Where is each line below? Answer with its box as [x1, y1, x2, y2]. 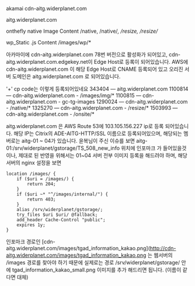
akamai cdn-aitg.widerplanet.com [6, 5, 88, 12]
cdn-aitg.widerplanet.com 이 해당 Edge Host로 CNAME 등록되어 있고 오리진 [6, 66, 184, 73]
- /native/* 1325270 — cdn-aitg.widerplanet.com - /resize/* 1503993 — [6, 105, 178, 111]
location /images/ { [6, 171, 57, 177]
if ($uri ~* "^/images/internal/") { [16, 191, 109, 197]
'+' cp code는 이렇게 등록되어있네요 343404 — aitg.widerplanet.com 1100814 [6, 85, 189, 92]
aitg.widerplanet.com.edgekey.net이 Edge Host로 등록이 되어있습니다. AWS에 [6, 58, 189, 65]
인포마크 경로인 [6, 238, 41, 245]
